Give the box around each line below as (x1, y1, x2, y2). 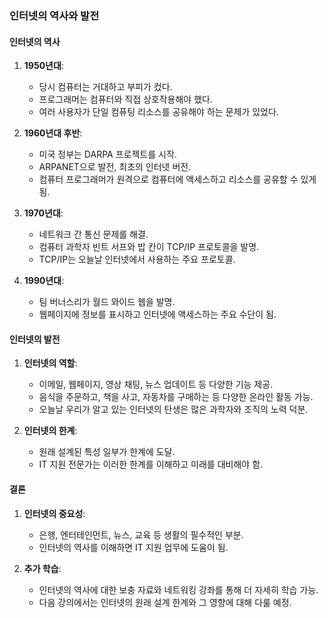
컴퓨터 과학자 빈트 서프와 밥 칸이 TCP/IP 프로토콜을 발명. (38, 241, 260, 253)
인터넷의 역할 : (23, 357, 78, 369)
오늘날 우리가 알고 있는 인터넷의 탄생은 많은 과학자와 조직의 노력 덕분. (38, 403, 309, 416)
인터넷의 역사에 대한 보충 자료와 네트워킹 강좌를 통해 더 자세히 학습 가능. (38, 583, 319, 596)
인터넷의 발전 (9, 333, 61, 345)
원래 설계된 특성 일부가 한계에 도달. (38, 446, 176, 458)
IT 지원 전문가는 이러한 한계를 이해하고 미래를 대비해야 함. (38, 458, 264, 471)
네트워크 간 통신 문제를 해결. (38, 228, 149, 241)
